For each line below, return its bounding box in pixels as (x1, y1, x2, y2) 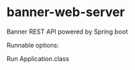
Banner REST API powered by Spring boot (6, 27, 128, 36)
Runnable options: (6, 41, 59, 49)
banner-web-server (6, 4, 125, 20)
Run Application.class (6, 54, 70, 63)
